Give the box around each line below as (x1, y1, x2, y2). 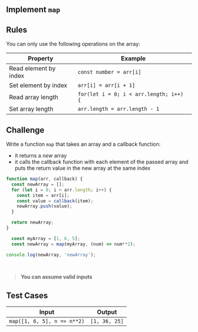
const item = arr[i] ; (16, 192, 70, 198)
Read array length (9, 93, 59, 101)
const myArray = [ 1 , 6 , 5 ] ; (11, 235, 81, 241)
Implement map (6, 5, 61, 15)
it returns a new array (14, 152, 67, 159)
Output (97, 308, 117, 316)
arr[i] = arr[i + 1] (77, 82, 136, 89)
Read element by (9, 64, 56, 73)
